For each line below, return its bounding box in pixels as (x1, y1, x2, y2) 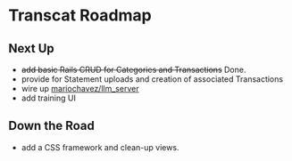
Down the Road (8, 118, 96, 133)
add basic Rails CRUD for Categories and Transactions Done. (21, 64, 246, 75)
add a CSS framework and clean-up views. (21, 141, 179, 152)
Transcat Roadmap (8, 5, 153, 26)
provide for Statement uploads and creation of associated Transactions (21, 74, 283, 85)
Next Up (8, 41, 54, 56)
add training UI (21, 93, 77, 103)
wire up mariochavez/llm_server (21, 84, 139, 93)
